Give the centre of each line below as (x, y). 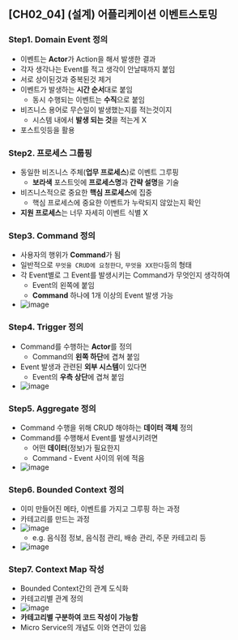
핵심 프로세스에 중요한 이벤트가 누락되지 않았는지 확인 (117, 202)
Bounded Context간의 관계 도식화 (74, 588)
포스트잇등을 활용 (47, 130)
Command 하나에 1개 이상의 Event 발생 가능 (103, 295)
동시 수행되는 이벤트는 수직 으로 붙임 (89, 99)
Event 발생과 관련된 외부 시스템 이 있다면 (83, 367)
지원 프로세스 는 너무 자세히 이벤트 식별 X (84, 213)
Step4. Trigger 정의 (46, 327)
